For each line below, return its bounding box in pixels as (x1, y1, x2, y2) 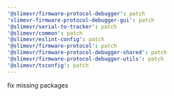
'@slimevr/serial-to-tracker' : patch (7, 23, 117, 30)
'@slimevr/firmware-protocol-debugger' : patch (7, 10, 145, 17)
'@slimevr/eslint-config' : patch (7, 36, 105, 43)
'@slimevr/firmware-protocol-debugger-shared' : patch (7, 49, 168, 56)
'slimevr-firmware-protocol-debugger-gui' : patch (7, 17, 155, 24)
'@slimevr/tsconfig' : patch (7, 62, 89, 69)
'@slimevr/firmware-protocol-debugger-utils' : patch (7, 56, 164, 63)
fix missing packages (7, 81, 68, 89)
